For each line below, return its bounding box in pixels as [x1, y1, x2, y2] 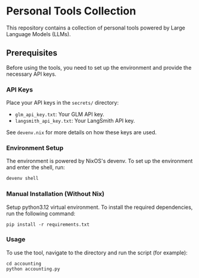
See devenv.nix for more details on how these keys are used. [6, 129, 157, 136]
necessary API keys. [6, 70, 57, 78]
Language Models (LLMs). [6, 30, 71, 37]
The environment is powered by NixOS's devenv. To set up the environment [6, 158, 193, 165]
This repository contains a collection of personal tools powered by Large [6, 24, 186, 31]
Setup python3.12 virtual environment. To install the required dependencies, [6, 203, 193, 211]
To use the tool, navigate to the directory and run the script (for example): [6, 249, 188, 256]
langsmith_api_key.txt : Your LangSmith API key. [14, 117, 135, 125]
